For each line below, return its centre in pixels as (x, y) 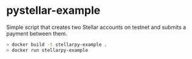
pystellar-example (53, 11)
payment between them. (37, 33)
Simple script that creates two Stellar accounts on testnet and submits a (96, 27)
